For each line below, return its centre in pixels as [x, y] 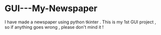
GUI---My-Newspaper [51, 9]
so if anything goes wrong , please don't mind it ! [54, 27]
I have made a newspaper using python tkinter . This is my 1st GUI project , [80, 22]
